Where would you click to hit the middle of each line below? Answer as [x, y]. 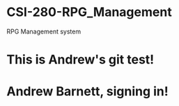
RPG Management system [44, 31]
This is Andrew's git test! [80, 60]
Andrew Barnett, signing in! [87, 92]
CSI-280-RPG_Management [89, 12]
